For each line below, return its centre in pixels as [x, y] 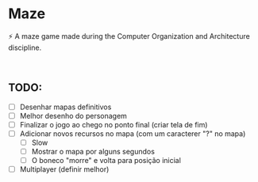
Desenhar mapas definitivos [65, 107]
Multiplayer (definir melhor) [64, 169]
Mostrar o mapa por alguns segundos [93, 152]
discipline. [25, 47]
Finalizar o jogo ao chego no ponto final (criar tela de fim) [114, 124]
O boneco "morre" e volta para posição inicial [106, 161]
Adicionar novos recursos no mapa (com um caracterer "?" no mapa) [133, 133]
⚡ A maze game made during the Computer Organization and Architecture [129, 36]
